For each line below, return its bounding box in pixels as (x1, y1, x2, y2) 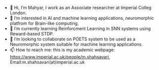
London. (9, 10, 27, 16)
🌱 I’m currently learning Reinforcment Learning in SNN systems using (9, 26, 151, 32)
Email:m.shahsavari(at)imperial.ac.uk (9, 59, 85, 65)
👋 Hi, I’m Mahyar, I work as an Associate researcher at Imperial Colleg (9, 5, 152, 10)
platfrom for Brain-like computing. (9, 20, 79, 26)
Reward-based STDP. (9, 31, 54, 36)
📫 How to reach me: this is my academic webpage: (9, 47, 115, 53)
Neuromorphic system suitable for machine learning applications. (9, 41, 143, 47)
